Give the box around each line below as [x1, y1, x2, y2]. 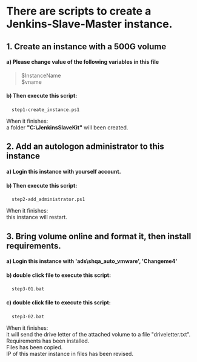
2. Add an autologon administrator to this [6, 142, 165, 152]
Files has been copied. [6, 343, 63, 350]
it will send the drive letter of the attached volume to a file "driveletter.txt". [6, 330, 191, 338]
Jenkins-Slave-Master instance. [6, 17, 173, 31]
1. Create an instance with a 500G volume [6, 41, 167, 52]
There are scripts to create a [6, 4, 152, 18]
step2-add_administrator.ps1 [12, 196, 85, 203]
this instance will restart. [6, 214, 68, 221]
